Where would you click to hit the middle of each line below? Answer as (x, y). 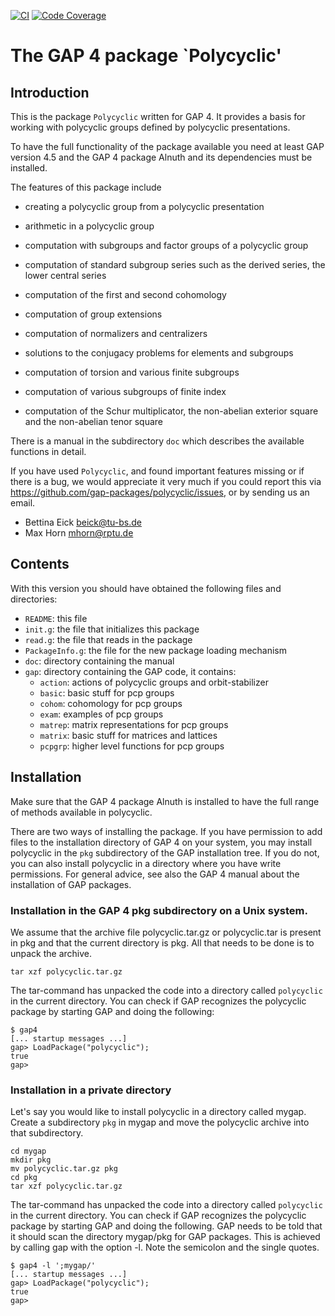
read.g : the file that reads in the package (108, 639)
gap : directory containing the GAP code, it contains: (130, 671)
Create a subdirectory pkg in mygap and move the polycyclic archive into (160, 1122)
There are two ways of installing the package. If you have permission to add (166, 831)
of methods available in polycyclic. (81, 812)
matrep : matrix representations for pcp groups (134, 724)
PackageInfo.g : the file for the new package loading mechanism (155, 650)
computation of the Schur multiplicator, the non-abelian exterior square (171, 411)
